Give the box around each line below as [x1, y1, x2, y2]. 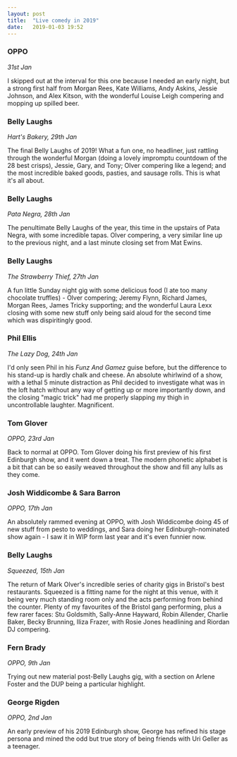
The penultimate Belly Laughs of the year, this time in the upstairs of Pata [7, 224, 220, 232]
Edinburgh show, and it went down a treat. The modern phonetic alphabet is [7, 456, 228, 464]
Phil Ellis [7, 333, 37, 343]
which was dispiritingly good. [7, 315, 93, 325]
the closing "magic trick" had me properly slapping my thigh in [7, 393, 189, 401]
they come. [7, 471, 40, 479]
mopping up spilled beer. [7, 99, 80, 107]
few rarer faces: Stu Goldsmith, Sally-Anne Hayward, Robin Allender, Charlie [7, 610, 229, 618]
